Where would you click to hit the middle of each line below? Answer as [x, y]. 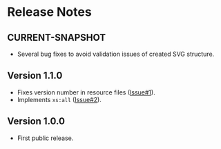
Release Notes [49, 12]
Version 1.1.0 [35, 76]
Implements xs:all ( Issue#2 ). [59, 99]
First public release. [45, 138]
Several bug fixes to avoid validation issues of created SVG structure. [116, 54]
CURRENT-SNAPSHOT [57, 38]
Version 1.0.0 [36, 121]
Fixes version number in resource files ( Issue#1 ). [86, 92]
